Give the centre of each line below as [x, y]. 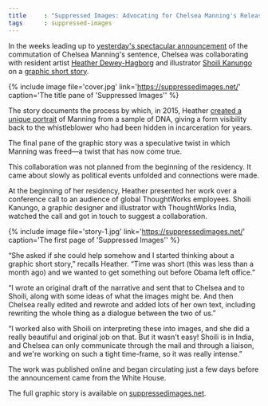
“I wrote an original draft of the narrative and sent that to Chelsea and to [126, 287]
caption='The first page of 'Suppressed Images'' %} [94, 240]
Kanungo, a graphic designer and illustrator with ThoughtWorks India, [122, 207]
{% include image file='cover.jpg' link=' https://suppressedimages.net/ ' [124, 86]
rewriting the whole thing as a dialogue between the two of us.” [112, 313]
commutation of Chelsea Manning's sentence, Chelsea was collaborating [128, 54]
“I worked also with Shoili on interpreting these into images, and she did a [129, 328]
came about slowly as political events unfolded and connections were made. [134, 175]
